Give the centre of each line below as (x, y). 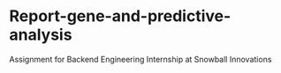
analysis (41, 35)
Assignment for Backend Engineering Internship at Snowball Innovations (140, 59)
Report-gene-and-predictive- (120, 16)
